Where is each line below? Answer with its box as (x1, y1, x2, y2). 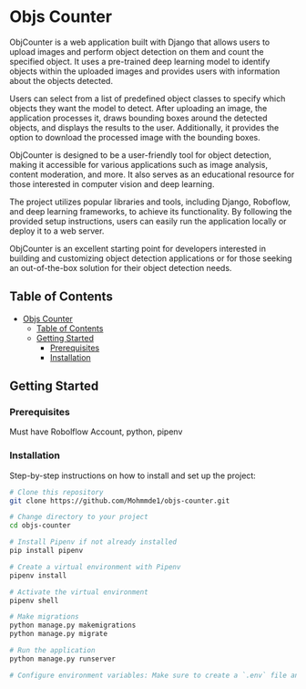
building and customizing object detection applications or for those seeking (9, 253, 293, 264)
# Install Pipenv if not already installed (9, 538, 178, 547)
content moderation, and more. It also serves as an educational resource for (9, 169, 295, 180)
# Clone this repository (9, 487, 104, 496)
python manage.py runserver (9, 654, 117, 663)
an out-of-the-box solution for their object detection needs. (9, 262, 232, 273)
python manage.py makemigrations (9, 621, 137, 631)
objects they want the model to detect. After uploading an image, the (9, 102, 268, 113)
